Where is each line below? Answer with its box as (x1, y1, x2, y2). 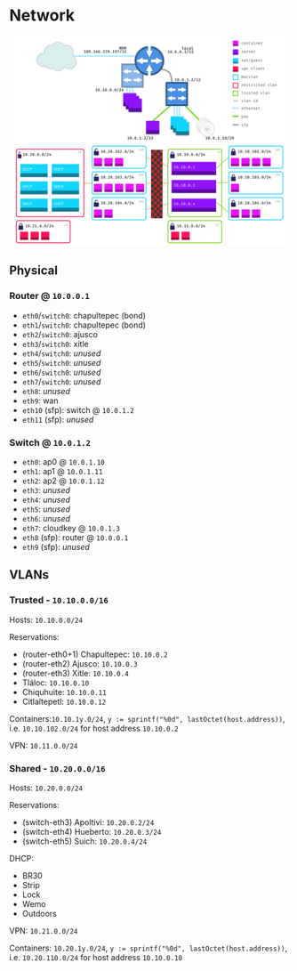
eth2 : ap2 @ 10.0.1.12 (21, 475, 105, 486)
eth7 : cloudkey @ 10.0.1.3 (21, 522, 120, 533)
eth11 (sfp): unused (21, 414, 94, 425)
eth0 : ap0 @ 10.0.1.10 (21, 456, 105, 467)
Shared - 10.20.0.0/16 (9, 762, 106, 774)
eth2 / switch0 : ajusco (21, 328, 98, 339)
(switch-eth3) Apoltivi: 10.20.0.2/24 (21, 816, 155, 828)
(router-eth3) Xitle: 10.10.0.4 (21, 668, 129, 678)
